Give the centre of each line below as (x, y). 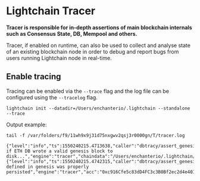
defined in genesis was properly (48, 167)
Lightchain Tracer (51, 11)
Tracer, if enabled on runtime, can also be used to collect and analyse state (98, 45)
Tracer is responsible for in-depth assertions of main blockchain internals (99, 27)
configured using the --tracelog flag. (52, 97)
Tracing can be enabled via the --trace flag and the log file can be (88, 91)
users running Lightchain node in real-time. (59, 58)
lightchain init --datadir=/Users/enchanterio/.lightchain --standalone (98, 108)
